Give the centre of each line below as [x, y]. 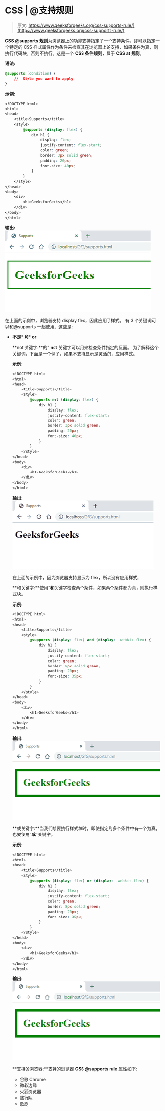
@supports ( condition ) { [30, 73]
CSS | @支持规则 [39, 11]
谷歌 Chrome [32, 1079]
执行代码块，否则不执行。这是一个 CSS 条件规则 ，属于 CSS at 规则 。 [75, 53]
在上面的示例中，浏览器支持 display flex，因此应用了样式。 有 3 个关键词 [79, 320]
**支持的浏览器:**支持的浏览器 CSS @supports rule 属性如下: [75, 1069]
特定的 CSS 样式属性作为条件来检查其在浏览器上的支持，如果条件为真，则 [84, 47]
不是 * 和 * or [24, 337]
